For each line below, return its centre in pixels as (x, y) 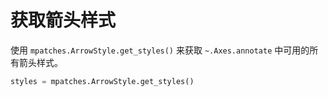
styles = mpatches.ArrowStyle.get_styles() (102, 81)
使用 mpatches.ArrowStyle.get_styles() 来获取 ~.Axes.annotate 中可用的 (160, 50)
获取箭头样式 (63, 20)
